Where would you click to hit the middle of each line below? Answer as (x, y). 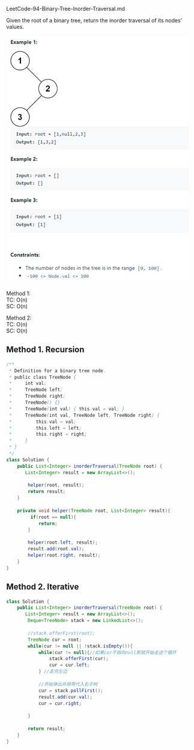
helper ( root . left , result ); (63, 542)
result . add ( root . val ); (56, 549)
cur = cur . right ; (60, 703)
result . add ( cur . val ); (65, 697)
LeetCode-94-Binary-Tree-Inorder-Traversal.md (65, 9)
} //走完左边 (53, 672)
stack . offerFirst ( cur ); (79, 659)
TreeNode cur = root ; (55, 640)
